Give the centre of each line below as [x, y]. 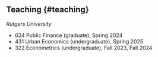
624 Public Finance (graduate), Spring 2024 [69, 35]
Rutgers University [29, 24]
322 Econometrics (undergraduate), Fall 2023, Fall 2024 [83, 48]
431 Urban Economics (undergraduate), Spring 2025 [79, 41]
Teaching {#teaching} [48, 10]
